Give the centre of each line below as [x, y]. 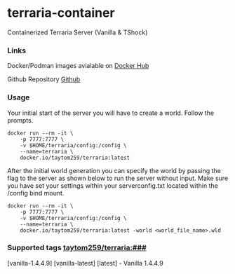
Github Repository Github [44, 79]
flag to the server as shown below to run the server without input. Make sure [118, 178]
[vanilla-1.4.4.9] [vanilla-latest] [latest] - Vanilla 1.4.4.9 [85, 263]
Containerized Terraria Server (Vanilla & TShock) [78, 32]
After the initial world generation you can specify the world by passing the [114, 170]
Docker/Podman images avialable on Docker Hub [78, 66]
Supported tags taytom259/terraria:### [77, 248]
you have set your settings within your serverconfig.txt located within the [113, 185]
